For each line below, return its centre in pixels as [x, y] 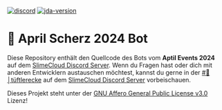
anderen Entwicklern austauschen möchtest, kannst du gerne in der [104, 72]
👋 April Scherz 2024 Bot [78, 39]
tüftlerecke [25, 80]
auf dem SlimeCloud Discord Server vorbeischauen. [117, 80]
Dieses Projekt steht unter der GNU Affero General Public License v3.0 [108, 93]
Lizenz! [18, 100]
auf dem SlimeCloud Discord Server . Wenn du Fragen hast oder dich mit [110, 65]
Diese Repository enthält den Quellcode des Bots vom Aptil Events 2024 [111, 57]
